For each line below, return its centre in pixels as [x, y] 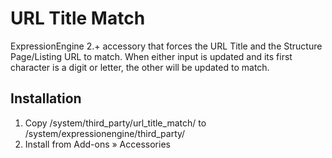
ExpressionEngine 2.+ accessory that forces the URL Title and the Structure [166, 46]
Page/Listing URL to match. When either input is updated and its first [151, 56]
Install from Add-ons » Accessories [97, 144]
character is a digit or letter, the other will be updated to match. [140, 67]
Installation [46, 98]
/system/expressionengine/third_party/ [105, 133]
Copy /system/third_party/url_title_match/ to [115, 123]
